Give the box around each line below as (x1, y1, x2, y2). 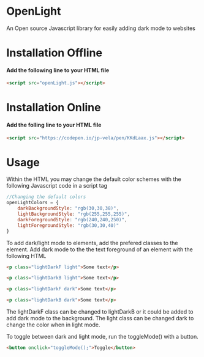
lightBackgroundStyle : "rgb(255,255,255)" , (17, 211, 130, 218)
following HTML (6, 252, 47, 259)
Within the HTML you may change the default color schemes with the (6, 175, 182, 183)
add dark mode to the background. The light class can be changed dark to (6, 315, 194, 322)
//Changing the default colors (6, 194, 86, 200)
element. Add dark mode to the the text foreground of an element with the (6, 246, 193, 253)
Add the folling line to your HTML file (6, 121, 102, 128)
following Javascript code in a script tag (6, 182, 108, 190)
